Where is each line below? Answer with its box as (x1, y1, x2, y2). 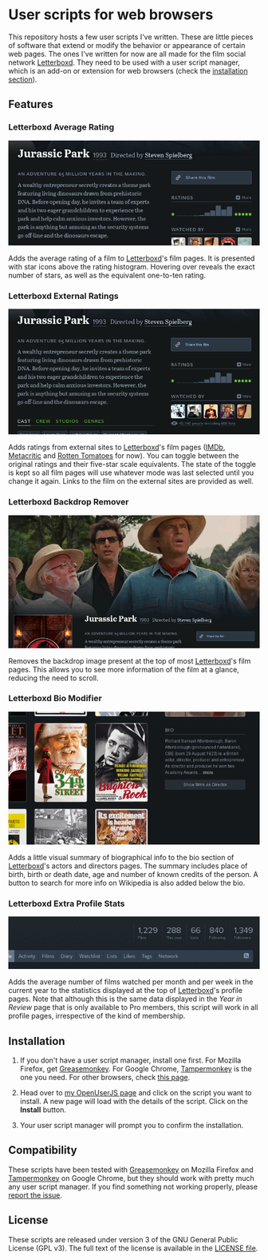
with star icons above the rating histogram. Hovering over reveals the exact (8, 261, 255, 271)
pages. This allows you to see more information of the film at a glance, (8, 664, 239, 674)
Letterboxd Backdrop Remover (8, 496, 129, 508)
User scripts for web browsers (8, 6, 214, 24)
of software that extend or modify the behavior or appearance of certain (8, 40, 246, 50)
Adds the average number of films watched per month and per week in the (8, 977, 254, 987)
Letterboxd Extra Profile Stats (8, 898, 125, 909)
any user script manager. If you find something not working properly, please (8, 1182, 258, 1191)
